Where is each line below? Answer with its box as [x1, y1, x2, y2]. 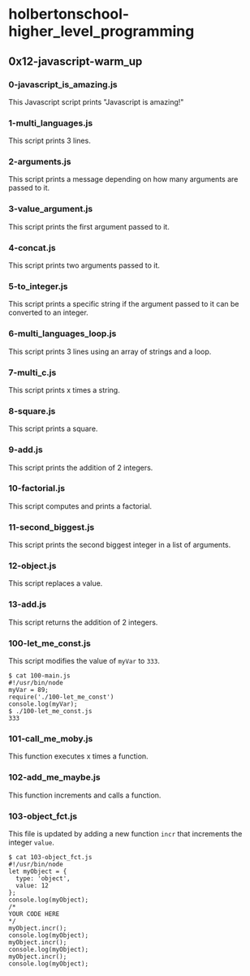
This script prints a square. [8, 424, 98, 434]
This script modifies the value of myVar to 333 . [8, 656, 160, 666]
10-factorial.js [8, 483, 66, 494]
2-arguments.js [8, 156, 71, 167]
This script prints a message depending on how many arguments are [8, 174, 239, 184]
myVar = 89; [8, 686, 49, 694]
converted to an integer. [8, 307, 89, 317]
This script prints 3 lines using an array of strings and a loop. [8, 346, 212, 356]
